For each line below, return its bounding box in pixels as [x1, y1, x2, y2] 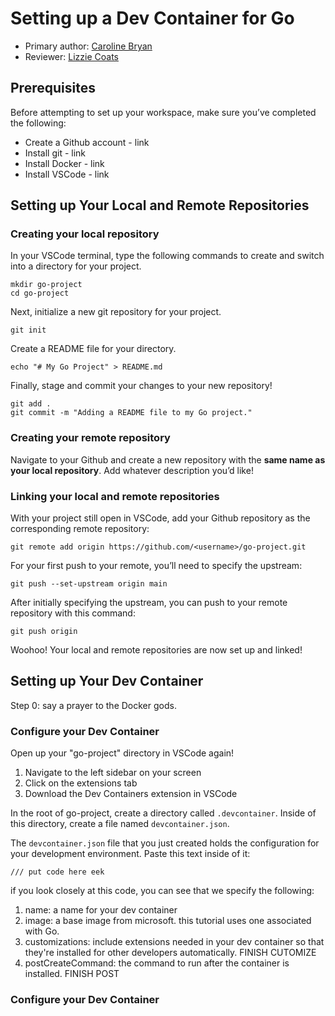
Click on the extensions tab [24, 777, 138, 789]
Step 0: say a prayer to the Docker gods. [10, 699, 177, 711]
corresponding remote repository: [10, 523, 150, 535]
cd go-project [10, 288, 70, 299]
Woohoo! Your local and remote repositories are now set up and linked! [10, 644, 303, 656]
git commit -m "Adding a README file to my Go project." [10, 408, 253, 418]
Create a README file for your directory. [10, 343, 177, 355]
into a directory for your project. [10, 260, 142, 272]
